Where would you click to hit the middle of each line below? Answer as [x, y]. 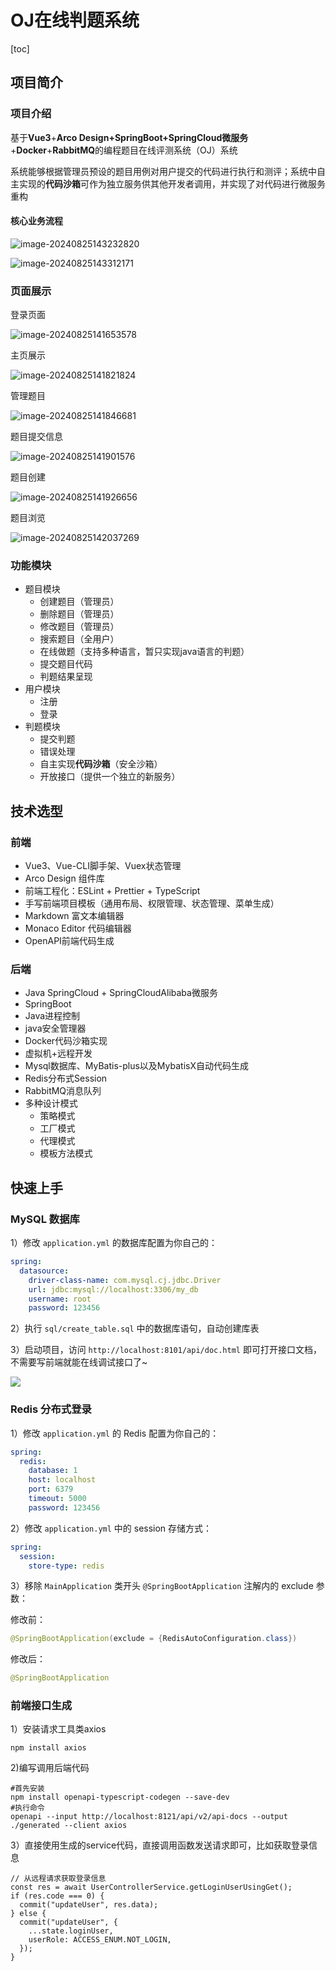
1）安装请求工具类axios [58, 1729]
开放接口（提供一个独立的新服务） [110, 777]
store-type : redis [66, 1566]
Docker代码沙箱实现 [66, 1041]
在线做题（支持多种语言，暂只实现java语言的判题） [144, 652]
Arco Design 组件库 [64, 878]
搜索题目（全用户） [79, 639]
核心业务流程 [36, 221]
